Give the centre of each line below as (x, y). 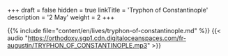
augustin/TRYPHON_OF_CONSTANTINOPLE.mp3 (77, 45)
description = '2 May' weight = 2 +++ (61, 17)
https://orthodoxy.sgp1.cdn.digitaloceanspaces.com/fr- (107, 38)
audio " (17, 38)
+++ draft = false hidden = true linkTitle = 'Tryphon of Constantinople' (108, 10)
